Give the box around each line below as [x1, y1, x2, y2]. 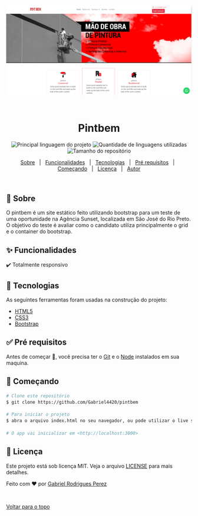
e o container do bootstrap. [6, 228, 72, 235]
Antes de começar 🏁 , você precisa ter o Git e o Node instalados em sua [6, 353, 180, 360]
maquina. [6, 359, 29, 366]
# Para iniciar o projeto [6, 411, 70, 418]
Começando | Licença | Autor [57, 165, 141, 172]
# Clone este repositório [6, 392, 70, 399]
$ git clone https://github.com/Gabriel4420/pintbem [6, 399, 138, 405]
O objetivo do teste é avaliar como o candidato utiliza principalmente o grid [6, 222, 189, 229]
